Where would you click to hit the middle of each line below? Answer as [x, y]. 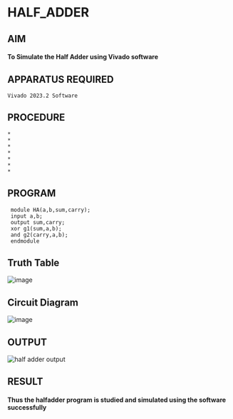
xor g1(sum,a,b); [36, 228]
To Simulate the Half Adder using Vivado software [83, 57]
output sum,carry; [38, 222]
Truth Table [33, 263]
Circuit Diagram [43, 302]
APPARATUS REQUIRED [61, 79]
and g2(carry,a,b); [40, 235]
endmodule [25, 241]
